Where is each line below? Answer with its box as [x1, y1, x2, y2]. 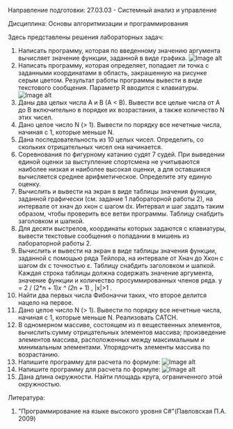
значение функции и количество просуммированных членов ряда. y [17, 276, 223, 285]
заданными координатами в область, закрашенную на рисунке [17, 69, 207, 77]
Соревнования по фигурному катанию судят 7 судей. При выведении [17, 150, 225, 158]
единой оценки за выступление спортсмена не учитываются [17, 158, 200, 166]
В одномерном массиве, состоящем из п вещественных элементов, [17, 321, 222, 329]
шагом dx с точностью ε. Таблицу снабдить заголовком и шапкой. [17, 262, 216, 269]
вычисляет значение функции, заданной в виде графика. [17, 54, 187, 62]
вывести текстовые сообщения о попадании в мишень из [17, 232, 190, 240]
